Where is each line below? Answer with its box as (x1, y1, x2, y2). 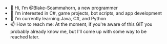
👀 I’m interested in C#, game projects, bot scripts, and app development (10, 10, 162, 16)
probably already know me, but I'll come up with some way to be (10, 28, 147, 34)
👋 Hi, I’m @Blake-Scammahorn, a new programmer (10, 5, 118, 11)
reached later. (10, 34, 40, 40)
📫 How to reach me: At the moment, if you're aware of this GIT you (10, 21, 153, 27)
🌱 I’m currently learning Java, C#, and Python (10, 16, 107, 21)
